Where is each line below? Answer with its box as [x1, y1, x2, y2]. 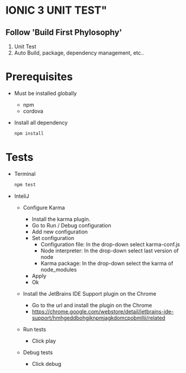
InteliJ [14, 192, 30, 200]
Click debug [31, 360, 62, 367]
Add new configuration [31, 228, 88, 235]
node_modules [40, 265, 77, 273]
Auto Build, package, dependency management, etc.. [14, 49, 145, 56]
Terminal [14, 170, 36, 177]
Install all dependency [14, 119, 68, 126]
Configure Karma [23, 204, 65, 211]
